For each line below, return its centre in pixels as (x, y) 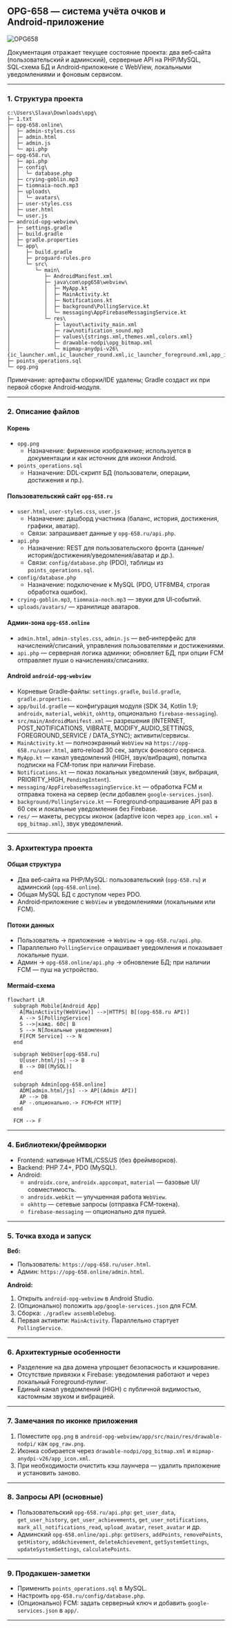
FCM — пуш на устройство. (58, 970)
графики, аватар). (54, 526)
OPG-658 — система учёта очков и (86, 11)
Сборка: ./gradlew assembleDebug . (66, 1313)
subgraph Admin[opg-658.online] (60, 1085)
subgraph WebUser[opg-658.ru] (57, 1055)
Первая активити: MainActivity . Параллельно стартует (98, 1320)
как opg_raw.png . (61, 1443)
